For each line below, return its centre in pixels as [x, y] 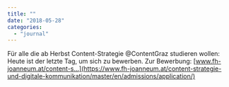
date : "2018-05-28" [36, 21]
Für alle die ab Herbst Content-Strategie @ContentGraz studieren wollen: [114, 54]
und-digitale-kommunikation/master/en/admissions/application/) [101, 76]
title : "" [22, 14]
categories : [25, 27]
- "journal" [31, 34]
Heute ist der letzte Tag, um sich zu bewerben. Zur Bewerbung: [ [102, 62]
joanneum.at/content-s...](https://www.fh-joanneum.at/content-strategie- [114, 69]
